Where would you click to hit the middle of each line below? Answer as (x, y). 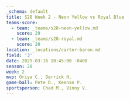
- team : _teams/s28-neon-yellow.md (55, 28)
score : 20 (29, 45)
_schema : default (27, 11)
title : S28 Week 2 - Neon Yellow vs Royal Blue (65, 17)
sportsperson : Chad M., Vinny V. (47, 88)
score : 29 (29, 34)
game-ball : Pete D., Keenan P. (44, 83)
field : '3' (19, 55)
